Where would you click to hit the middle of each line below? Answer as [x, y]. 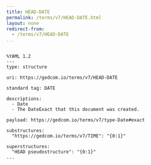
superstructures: [28, 147]
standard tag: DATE [31, 89]
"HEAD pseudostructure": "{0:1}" [54, 152]
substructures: [25, 131]
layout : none [23, 23]
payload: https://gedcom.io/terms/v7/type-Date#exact [76, 120]
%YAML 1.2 [19, 56]
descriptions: [24, 99]
